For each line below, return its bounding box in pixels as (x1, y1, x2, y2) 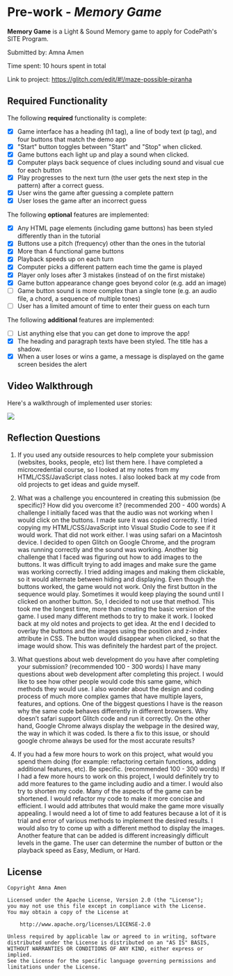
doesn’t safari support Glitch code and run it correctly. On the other (17, 714, 211, 723)
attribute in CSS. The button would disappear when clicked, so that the (17, 634, 220, 643)
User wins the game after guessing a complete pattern (17, 189, 174, 197)
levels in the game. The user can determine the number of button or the (17, 838, 223, 847)
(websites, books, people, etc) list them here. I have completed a (17, 457, 203, 466)
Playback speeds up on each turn (17, 255, 114, 263)
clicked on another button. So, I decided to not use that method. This (17, 597, 215, 606)
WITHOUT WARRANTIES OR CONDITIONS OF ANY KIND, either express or (7, 945, 204, 952)
